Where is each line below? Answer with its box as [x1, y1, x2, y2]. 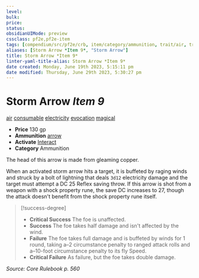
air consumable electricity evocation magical [6, 114, 115, 122]
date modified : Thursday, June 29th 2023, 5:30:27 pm [6, 69, 142, 75]
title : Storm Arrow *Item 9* [6, 53, 78, 59]
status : [6, 25, 25, 31]
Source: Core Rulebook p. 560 [6, 265, 80, 273]
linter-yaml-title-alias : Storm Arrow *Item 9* [6, 58, 126, 64]
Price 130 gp [14, 126, 46, 133]
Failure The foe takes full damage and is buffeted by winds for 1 [29, 235, 185, 242]
